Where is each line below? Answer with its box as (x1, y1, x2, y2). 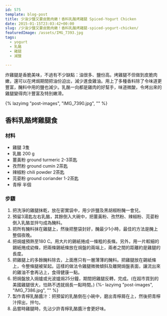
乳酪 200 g (12, 151, 35, 157)
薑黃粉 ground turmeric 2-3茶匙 (12, 157, 78, 163)
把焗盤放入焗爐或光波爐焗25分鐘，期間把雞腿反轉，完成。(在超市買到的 (12, 276, 159, 282)
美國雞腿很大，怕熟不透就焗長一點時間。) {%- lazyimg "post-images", (12, 282, 153, 288)
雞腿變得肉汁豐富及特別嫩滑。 (5, 90, 66, 97)
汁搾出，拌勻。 (12, 300, 43, 306)
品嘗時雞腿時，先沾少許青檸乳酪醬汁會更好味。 (12, 306, 108, 312)
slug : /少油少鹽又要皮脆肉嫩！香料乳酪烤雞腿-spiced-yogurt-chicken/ (5, 26, 139, 31)
